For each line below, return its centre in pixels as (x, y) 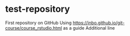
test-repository (37, 9)
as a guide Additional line (89, 28)
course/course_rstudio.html (34, 28)
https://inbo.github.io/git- (99, 23)
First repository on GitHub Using (38, 23)
